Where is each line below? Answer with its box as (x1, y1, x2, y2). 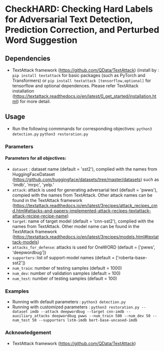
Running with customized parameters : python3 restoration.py (12, 304, 140, 310)
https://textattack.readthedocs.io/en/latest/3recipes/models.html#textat (14, 234, 159, 240)
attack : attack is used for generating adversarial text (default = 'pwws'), (12, 187, 158, 193)
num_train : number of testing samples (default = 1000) (12, 265, 122, 271)
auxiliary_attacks (12, 314, 50, 319)
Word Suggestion (5, 35, 77, 46)
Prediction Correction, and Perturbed (5, 25, 160, 35)
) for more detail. (17, 99, 51, 104)
